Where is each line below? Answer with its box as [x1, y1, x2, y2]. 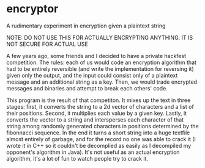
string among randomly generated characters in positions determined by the [6, 122, 199, 130]
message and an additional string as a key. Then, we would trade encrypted [6, 78, 198, 86]
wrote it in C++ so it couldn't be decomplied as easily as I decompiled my [6, 142, 192, 149]
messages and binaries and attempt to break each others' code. [6, 84, 168, 92]
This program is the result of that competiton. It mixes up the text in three [6, 97, 191, 104]
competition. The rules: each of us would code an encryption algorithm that [6, 59, 197, 66]
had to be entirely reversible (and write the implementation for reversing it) [6, 65, 194, 72]
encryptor [6, 2, 59, 16]
